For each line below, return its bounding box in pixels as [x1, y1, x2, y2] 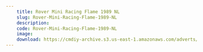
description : [16, 20, 50, 26]
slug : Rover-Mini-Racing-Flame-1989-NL [16, 14, 118, 20]
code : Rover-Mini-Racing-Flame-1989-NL [16, 25, 118, 32]
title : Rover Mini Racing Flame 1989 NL [16, 8, 120, 15]
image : [16, 31, 33, 37]
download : [16, 36, 42, 42]
